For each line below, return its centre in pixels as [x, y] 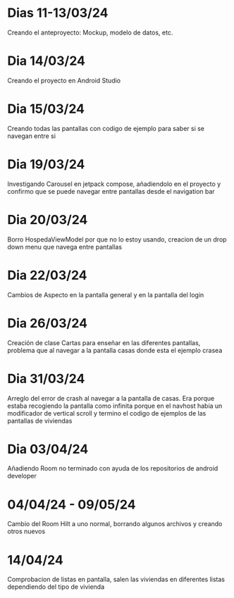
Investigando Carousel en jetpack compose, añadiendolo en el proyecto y [114, 184]
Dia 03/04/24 [48, 449]
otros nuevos [26, 531]
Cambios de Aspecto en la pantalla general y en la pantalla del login [106, 294]
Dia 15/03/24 [46, 109]
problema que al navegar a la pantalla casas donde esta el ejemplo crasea [115, 350]
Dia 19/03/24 [46, 164]
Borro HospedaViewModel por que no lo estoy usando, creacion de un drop [117, 239]
